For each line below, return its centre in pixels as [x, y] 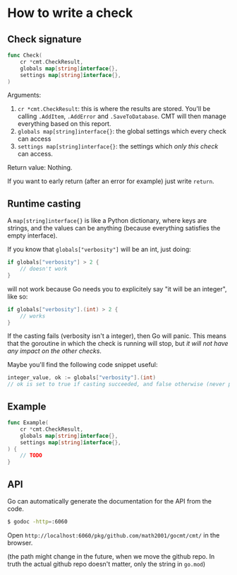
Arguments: [24, 95]
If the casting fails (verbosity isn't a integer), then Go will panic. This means [117, 336]
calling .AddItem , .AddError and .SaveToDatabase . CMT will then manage [122, 116]
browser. [20, 542]
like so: [18, 296]
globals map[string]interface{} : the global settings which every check [122, 132]
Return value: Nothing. [40, 168]
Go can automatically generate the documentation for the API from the [110, 501]
